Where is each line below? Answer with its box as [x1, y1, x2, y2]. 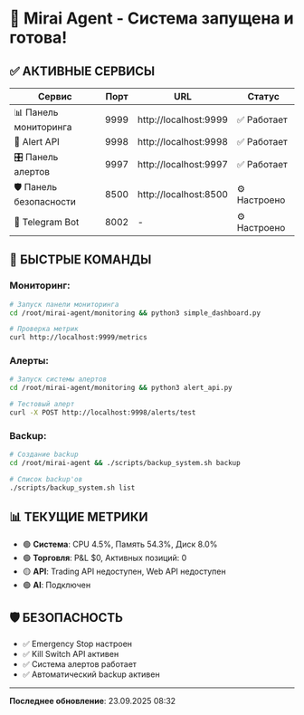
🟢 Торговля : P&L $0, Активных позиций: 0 [22, 552, 187, 563]
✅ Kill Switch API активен [22, 649, 119, 660]
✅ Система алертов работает [22, 659, 138, 670]
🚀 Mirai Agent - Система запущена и [9, 8, 294, 29]
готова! [9, 27, 68, 48]
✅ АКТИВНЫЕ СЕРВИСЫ [9, 63, 156, 79]
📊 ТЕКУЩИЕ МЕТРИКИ [9, 510, 148, 525]
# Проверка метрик [9, 325, 79, 334]
